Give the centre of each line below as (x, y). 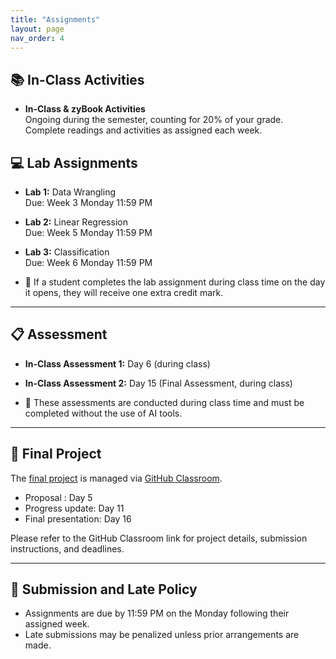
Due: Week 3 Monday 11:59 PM (88, 202)
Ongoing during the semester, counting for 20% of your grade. (154, 120)
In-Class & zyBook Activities (85, 109)
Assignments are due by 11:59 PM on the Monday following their (157, 613)
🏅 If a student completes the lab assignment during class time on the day (175, 282)
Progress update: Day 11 (74, 508)
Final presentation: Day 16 (78, 518)
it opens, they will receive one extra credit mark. (124, 292)
